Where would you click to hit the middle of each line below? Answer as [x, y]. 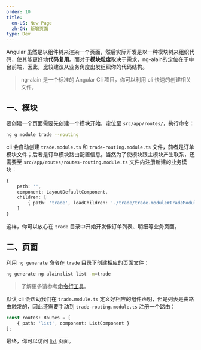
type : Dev [19, 34]
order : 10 [19, 12]
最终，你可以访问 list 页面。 [40, 341]
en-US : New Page [32, 23]
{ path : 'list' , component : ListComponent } [73, 323]
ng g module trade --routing [42, 135]
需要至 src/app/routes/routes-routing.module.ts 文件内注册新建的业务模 [97, 162]
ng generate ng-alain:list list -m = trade [59, 274]
